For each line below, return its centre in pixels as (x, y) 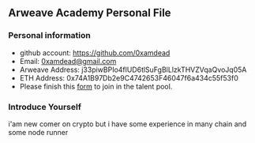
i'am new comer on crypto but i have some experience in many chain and (127, 124)
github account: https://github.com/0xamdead (95, 53)
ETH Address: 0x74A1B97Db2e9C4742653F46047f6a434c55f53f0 (129, 77)
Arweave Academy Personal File (90, 13)
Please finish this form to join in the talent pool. (96, 86)
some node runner (38, 132)
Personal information (49, 36)
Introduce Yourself (45, 107)
